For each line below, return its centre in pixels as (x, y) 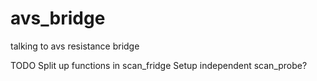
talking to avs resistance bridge (75, 46)
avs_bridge (58, 18)
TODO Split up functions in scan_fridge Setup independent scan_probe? (159, 65)
